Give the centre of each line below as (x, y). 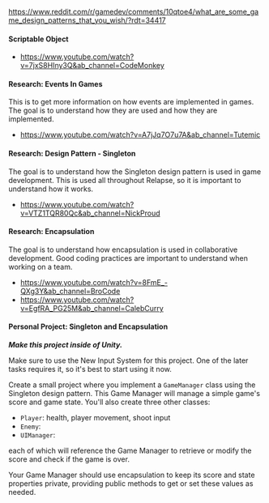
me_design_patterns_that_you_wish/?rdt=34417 (87, 20)
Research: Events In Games (56, 83)
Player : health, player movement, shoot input (95, 418)
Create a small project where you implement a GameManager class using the (132, 385)
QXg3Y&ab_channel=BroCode (70, 291)
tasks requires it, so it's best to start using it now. (90, 369)
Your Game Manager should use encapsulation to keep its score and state (132, 475)
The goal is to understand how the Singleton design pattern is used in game (135, 171)
